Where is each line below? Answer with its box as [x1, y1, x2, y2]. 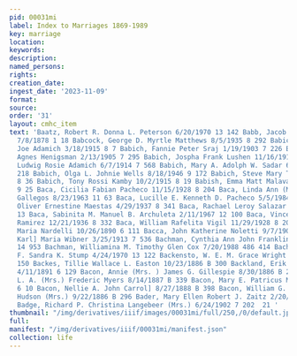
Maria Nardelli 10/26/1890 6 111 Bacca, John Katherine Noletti [17, 226, 259, 235]
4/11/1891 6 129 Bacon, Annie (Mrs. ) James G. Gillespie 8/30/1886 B [17, 268, 283, 276]
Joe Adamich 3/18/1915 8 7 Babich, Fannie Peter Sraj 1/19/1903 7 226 [17, 144, 283, 153]
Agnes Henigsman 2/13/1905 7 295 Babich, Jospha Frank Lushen [17, 152, 251, 162]
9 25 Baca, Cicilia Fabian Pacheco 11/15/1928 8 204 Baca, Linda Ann [17, 186, 278, 194]
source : [9, 103, 38, 112]
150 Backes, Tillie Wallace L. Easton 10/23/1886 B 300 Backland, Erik [17, 260, 287, 269]
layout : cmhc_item [9, 120, 77, 129]
